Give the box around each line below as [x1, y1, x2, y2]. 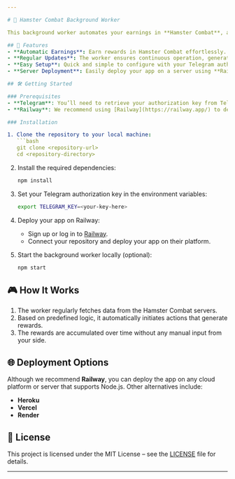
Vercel [17, 403, 37, 412]
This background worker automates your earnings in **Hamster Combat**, [7, 29, 224, 36]
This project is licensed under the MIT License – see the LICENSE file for [7, 450, 216, 458]
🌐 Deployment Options [7, 356, 109, 368]
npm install [17, 176, 52, 184]
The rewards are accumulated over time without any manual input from [17, 328, 222, 337]
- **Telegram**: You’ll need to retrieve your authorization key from [7, 99, 218, 106]
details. [7, 457, 29, 466]
